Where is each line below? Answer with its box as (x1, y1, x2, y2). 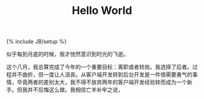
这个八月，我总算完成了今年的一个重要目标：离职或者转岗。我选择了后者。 (6, 63, 192, 70)
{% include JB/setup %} (6, 38, 67, 46)
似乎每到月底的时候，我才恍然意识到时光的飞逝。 (6, 50, 129, 58)
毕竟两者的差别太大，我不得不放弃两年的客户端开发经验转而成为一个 (16, 78, 187, 86)
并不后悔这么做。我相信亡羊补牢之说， (27, 86, 123, 94)
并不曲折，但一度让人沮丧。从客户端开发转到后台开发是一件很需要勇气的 (11, 71, 192, 78)
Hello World (72, 4, 132, 18)
